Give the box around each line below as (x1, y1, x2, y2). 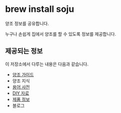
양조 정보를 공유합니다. (5, 20, 49, 26)
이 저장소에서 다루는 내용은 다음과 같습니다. (5, 61, 89, 67)
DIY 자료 (12, 90, 29, 96)
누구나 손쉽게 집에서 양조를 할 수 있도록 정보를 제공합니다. (5, 31, 117, 37)
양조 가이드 (12, 71, 34, 77)
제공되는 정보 (5, 47, 43, 56)
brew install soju (5, 3, 74, 15)
